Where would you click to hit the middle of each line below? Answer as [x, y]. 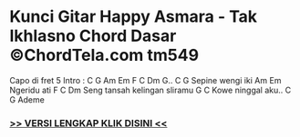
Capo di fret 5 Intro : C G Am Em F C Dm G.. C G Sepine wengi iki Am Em [145, 80]
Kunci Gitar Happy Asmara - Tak [134, 17]
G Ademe [27, 99]
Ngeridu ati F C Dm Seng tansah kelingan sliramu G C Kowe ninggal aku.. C [150, 90]
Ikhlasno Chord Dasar [93, 36]
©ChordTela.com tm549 [104, 55]
